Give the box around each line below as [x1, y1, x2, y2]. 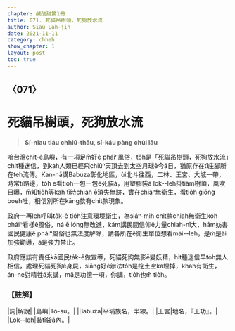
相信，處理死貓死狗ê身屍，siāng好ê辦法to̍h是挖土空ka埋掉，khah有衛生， [7, 261, 221, 271]
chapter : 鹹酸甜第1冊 [7, 10, 65, 18]
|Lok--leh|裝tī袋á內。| [7, 316, 70, 324]
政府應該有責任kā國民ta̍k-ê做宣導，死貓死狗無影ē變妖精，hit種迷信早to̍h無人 [7, 253, 229, 261]
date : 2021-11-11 [7, 30, 58, 37]
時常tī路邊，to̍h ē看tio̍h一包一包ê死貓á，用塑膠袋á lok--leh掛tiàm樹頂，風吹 [7, 179, 226, 188]
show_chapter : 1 [7, 43, 55, 50]
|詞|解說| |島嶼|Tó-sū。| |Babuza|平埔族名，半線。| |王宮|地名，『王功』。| [7, 307, 218, 316]
